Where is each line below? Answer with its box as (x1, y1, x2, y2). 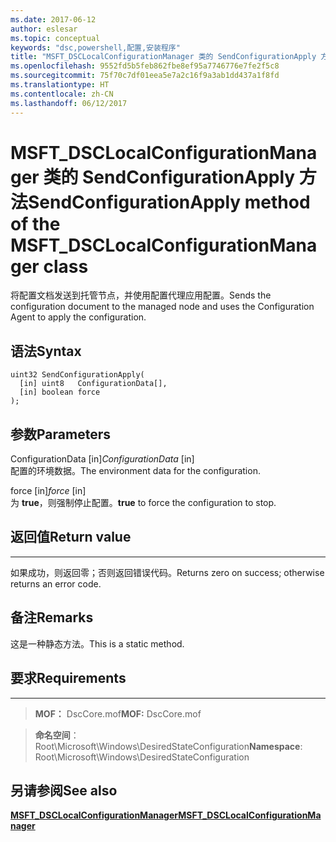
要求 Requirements (10, 670, 127, 687)
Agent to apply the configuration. (10, 311, 147, 323)
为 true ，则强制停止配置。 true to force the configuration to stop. (10, 497, 277, 509)
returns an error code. (10, 577, 102, 590)
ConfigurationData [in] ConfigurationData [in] (10, 453, 195, 465)
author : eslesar (10, 24, 78, 34)
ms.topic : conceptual (10, 33, 101, 43)
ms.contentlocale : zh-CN (10, 89, 114, 99)
